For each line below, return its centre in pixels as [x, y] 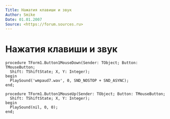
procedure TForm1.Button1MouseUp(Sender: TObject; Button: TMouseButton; [86, 94]
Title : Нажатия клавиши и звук [39, 10]
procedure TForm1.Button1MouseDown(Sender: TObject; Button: [72, 63]
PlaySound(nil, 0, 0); [34, 107]
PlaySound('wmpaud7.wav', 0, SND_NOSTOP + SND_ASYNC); [69, 81]
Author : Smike [20, 15]
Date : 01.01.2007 [24, 19]
